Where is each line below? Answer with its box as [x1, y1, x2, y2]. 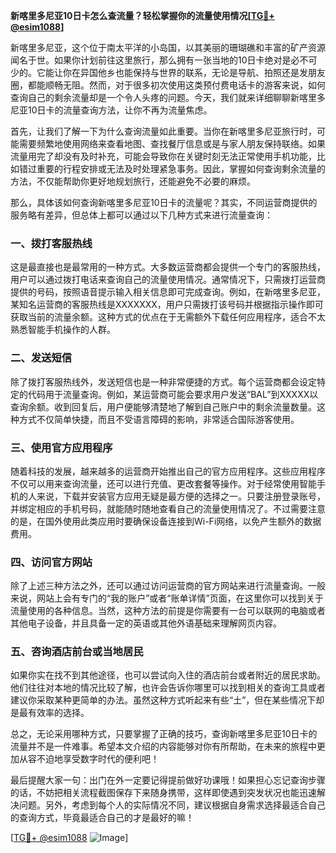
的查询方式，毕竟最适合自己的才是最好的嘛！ [10, 812, 195, 824]
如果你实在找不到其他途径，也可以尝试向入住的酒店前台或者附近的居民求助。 [10, 669, 326, 681]
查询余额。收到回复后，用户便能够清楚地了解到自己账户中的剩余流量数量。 [10, 400, 317, 413]
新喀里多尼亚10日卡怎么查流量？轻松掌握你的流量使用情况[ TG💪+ [10, 10, 275, 21]
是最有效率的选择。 [10, 707, 90, 719]
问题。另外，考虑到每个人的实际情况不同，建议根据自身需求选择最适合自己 [18, 799, 326, 811]
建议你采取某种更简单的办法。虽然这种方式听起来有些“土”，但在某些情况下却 [10, 694, 325, 706]
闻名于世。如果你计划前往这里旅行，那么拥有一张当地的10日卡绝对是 [10, 54, 292, 66]
